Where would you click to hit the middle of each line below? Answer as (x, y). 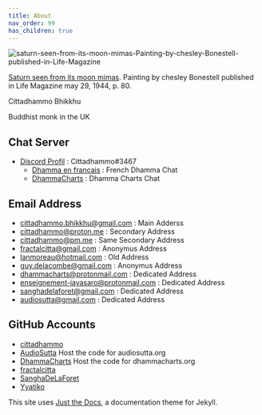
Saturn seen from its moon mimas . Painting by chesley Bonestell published (131, 78)
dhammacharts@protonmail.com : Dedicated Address (108, 274)
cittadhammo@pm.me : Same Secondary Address (102, 240)
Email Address (45, 204)
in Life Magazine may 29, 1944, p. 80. (70, 86)
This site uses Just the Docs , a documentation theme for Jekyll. (113, 402)
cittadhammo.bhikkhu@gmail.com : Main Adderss (101, 223)
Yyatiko (32, 386)
